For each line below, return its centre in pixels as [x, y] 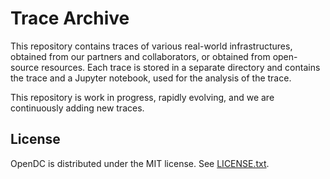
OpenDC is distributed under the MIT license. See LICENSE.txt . [140, 163]
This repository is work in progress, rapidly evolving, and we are [142, 97]
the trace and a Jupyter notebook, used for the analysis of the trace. [151, 78]
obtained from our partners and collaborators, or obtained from [140, 56]
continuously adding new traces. [77, 108]
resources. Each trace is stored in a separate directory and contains [181, 67]
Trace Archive [70, 18]
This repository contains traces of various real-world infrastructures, [151, 46]
